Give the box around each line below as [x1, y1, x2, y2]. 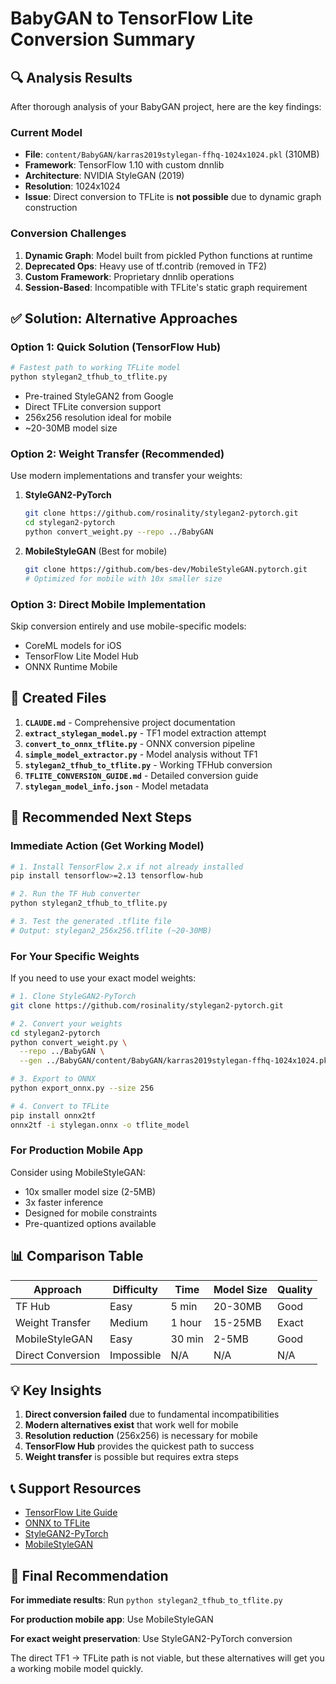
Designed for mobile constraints [24, 1207, 158, 1219]
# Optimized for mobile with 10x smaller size [24, 573, 223, 584]
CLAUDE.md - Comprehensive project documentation [24, 716, 236, 728]
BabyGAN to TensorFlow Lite [10, 7, 254, 30]
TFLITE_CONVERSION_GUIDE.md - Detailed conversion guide [24, 769, 259, 781]
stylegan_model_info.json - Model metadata [24, 780, 209, 792]
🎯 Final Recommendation [10, 1567, 169, 1584]
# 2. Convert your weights [10, 1018, 123, 1029]
